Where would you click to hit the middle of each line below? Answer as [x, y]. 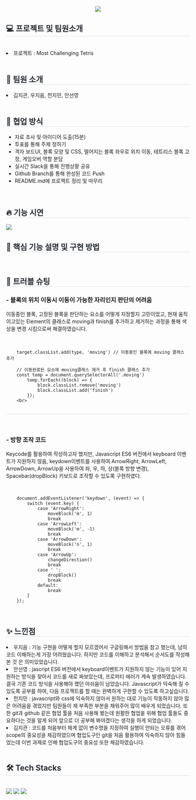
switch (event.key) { [53, 503]
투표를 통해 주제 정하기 [40, 144]
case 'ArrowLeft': [60, 524]
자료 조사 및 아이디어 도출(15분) [50, 137]
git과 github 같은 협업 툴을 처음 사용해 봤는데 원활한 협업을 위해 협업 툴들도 [97, 713]
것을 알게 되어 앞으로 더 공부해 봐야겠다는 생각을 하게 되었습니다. [99, 720]
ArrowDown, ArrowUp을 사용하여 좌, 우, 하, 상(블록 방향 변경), [78, 469]
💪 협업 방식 [25, 122]
